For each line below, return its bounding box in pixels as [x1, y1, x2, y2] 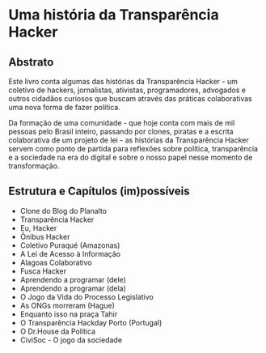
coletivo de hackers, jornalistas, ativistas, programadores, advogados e [8, 85, 247, 95]
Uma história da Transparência [8, 6, 220, 24]
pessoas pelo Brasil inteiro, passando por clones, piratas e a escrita [8, 127, 234, 136]
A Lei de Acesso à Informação [19, 249, 121, 258]
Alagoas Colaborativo [19, 257, 92, 267]
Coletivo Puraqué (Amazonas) [19, 240, 120, 250]
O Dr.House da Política [19, 326, 95, 336]
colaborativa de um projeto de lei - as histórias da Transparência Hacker [8, 135, 249, 145]
